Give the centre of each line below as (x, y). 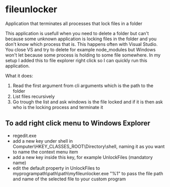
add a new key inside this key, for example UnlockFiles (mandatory (83, 157)
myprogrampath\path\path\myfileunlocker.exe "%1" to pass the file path (88, 173)
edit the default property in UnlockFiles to (56, 168)
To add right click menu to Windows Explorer (78, 123)
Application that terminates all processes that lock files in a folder (74, 23)
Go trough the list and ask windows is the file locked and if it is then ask (88, 102)
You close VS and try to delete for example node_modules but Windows (81, 49)
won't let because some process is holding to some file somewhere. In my (83, 55)
